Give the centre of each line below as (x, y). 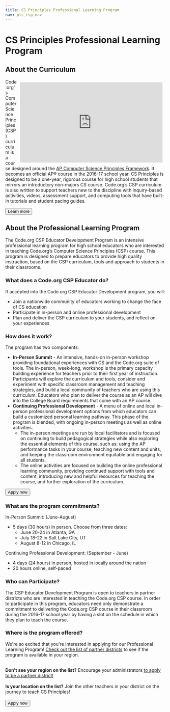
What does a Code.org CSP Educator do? (57, 281)
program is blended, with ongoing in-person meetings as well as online (87, 422)
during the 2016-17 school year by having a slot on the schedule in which (82, 614)
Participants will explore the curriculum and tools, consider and (79, 379)
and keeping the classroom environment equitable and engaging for (91, 454)
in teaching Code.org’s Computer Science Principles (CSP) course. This (80, 251)
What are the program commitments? (53, 506)
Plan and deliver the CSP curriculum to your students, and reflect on (84, 318)
